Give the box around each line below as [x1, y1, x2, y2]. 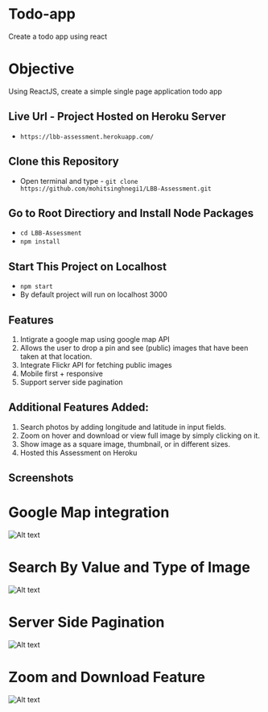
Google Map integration [8, 503, 170, 522]
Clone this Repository [8, 155, 119, 169]
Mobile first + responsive [19, 368, 103, 378]
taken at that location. [19, 352, 93, 361]
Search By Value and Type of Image [8, 558, 251, 577]
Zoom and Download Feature [8, 668, 205, 686]
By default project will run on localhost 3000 [19, 289, 167, 299]
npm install [19, 238, 60, 246]
